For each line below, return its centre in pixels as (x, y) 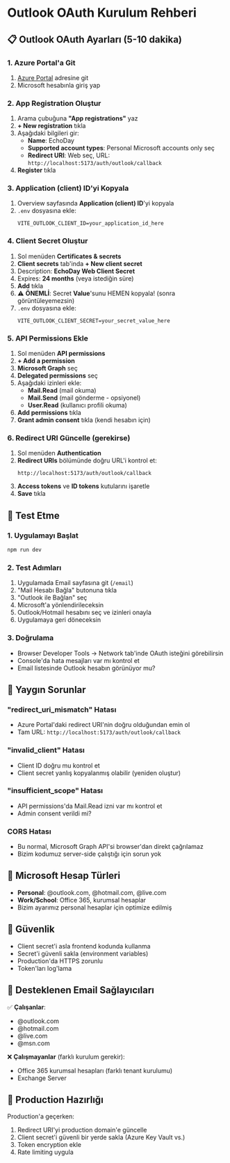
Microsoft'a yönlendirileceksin (60, 605)
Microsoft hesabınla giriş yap (59, 85)
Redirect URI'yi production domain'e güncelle (82, 1130)
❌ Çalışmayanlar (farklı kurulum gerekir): (66, 1056)
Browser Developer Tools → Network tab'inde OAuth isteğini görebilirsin (120, 653)
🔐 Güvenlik (31, 929)
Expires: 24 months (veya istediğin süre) (75, 278)
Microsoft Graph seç (47, 368)
